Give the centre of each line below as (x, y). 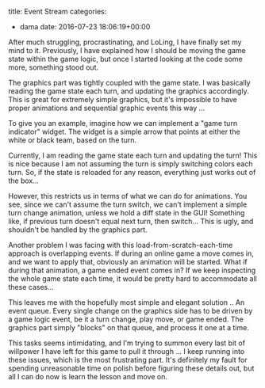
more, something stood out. (54, 67)
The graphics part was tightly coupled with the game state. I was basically (130, 83)
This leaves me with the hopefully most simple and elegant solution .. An (127, 302)
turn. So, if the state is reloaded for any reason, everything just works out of (132, 172)
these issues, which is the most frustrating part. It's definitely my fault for (128, 360)
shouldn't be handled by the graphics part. (78, 230)
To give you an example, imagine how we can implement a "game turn (123, 123)
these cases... (31, 287)
